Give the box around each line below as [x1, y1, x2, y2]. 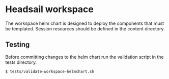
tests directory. [5, 59, 37, 65]
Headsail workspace [5, 4, 94, 15]
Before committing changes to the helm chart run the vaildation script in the [5, 54, 164, 60]
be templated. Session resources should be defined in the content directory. [5, 25, 165, 31]
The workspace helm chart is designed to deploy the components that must [5, 20, 164, 26]
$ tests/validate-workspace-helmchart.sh [5, 69, 95, 74]
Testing [5, 41, 30, 49]
